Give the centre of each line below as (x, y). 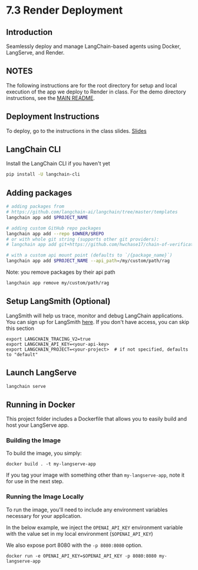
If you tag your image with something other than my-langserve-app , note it (95, 475)
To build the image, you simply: (44, 454)
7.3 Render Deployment (65, 10)
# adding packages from (35, 207)
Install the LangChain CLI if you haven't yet (58, 164)
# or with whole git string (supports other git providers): (83, 239)
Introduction (29, 32)
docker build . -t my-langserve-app (51, 464)
